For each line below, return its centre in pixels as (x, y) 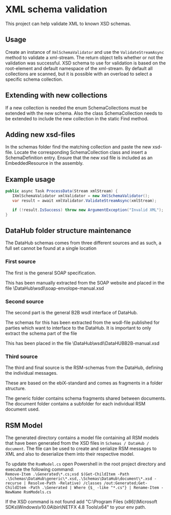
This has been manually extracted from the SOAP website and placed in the (85, 283)
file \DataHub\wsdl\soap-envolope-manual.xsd (55, 288)
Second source (25, 302)
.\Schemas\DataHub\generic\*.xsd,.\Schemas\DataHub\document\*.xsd (79, 479)
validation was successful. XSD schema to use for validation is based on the (86, 63)
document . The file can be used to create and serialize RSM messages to (81, 448)
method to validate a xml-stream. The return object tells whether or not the (84, 57)
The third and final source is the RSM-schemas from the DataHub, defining (84, 368)
